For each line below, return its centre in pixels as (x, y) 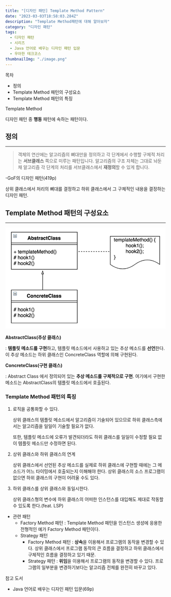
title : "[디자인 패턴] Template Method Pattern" (55, 11)
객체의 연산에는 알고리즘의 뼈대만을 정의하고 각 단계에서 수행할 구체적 (86, 155)
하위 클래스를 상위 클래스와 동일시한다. (51, 488)
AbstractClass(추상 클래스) (33, 337)
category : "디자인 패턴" (29, 27)
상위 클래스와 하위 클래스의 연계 (44, 454)
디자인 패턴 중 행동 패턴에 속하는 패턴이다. (47, 119)
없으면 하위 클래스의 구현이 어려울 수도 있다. (56, 477)
